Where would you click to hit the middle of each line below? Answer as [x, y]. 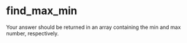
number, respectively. [33, 33]
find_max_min [42, 11]
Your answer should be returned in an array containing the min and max [93, 27]
